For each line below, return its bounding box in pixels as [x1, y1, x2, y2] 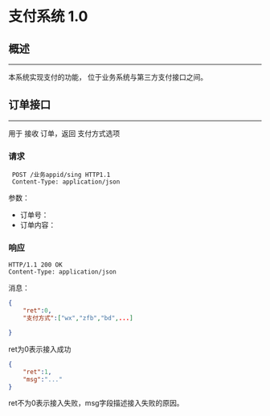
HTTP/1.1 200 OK [8, 261, 63, 270]
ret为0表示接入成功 [8, 344, 72, 354]
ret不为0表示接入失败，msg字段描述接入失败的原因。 [8, 398, 184, 408]
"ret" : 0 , [22, 307, 52, 315]
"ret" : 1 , [22, 368, 52, 376]
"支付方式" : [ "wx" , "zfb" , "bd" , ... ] [22, 315, 134, 323]
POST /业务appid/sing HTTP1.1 [11, 171, 111, 179]
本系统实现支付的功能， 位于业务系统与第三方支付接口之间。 [8, 72, 207, 81]
